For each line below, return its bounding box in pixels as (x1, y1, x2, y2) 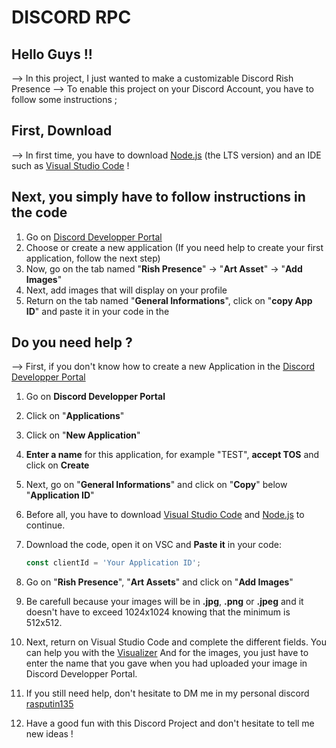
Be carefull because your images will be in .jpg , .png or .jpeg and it (25, 596, 304, 608)
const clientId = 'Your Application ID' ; (25, 558, 202, 568)
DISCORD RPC (11, 6, 132, 29)
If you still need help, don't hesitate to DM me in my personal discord (25, 687, 310, 700)
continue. (25, 519, 66, 531)
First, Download (11, 122, 113, 140)
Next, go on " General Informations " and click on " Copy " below (25, 479, 288, 491)
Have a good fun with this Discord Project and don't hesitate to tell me (25, 717, 315, 730)
